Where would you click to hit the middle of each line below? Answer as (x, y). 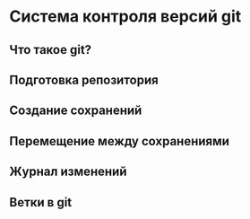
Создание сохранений (76, 111)
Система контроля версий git (125, 17)
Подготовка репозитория (84, 79)
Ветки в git (41, 202)
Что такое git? (51, 50)
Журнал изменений (68, 172)
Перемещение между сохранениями (120, 141)
